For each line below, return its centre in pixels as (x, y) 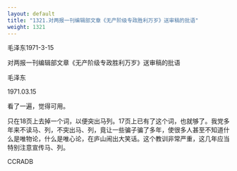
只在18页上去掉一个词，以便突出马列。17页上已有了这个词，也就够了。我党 (115, 121)
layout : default (31, 14)
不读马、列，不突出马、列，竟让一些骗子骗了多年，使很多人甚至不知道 (121, 130)
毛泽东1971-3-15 (31, 48)
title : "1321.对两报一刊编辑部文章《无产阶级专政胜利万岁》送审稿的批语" (103, 20)
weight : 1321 (26, 27)
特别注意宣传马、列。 (38, 148)
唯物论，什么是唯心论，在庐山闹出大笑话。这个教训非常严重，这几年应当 (124, 139)
